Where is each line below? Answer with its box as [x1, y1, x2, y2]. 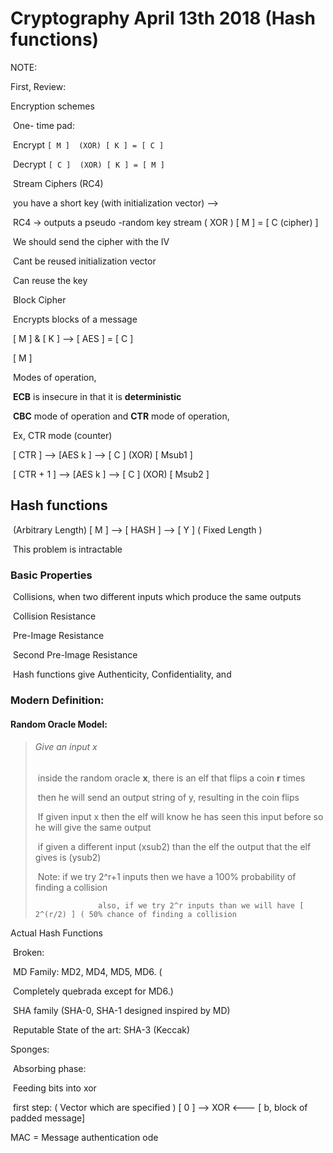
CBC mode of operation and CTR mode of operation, [12, 410, 230, 422]
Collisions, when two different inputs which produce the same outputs [12, 591, 302, 603]
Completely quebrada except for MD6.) [12, 985, 174, 997]
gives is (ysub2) [34, 851, 102, 863]
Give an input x [34, 741, 98, 753]
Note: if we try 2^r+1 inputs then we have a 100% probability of [37, 870, 297, 882]
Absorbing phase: [12, 1062, 87, 1074]
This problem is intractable [12, 543, 123, 555]
